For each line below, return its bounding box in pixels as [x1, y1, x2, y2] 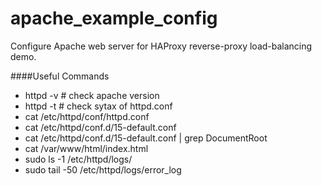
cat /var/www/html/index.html [24, 142, 149, 154]
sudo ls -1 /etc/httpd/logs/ [24, 153, 133, 165]
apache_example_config [10, 7, 218, 30]
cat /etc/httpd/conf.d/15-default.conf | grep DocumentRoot [24, 132, 268, 144]
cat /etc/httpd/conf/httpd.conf [24, 110, 150, 122]
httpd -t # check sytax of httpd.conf [24, 100, 173, 112]
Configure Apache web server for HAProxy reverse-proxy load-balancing [10, 40, 313, 52]
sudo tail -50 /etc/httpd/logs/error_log [24, 163, 182, 176]
